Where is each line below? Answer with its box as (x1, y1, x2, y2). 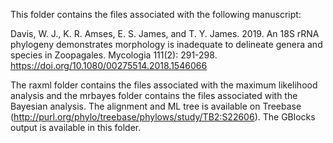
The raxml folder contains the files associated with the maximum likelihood (10, 79, 318, 91)
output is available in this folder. (10, 122, 142, 133)
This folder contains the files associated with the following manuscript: (10, 9, 302, 20)
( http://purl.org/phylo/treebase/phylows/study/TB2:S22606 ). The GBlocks (10, 111, 316, 123)
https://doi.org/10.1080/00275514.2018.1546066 (10, 60, 208, 71)
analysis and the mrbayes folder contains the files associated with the (10, 90, 298, 101)
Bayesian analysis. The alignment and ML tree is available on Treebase (10, 100, 302, 112)
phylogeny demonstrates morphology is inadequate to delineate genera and (10, 39, 323, 50)
